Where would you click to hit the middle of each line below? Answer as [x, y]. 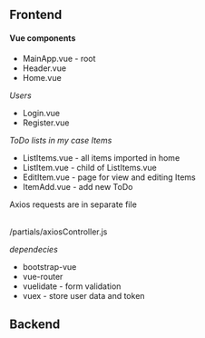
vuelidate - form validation [72, 286]
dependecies [34, 249]
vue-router [43, 276]
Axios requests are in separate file [73, 204]
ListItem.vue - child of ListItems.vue [89, 167]
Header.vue [44, 68]
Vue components [43, 38]
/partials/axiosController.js [59, 232]
